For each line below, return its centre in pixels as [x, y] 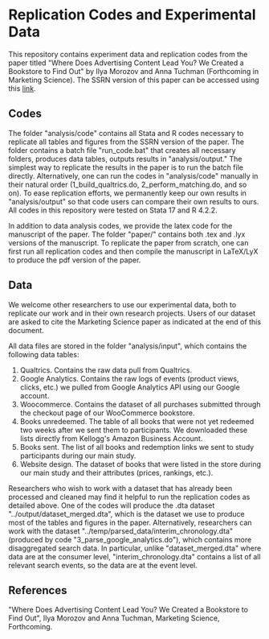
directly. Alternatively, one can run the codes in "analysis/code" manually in [133, 175]
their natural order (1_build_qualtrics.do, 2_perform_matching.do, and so [128, 184]
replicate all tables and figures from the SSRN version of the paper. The [126, 142]
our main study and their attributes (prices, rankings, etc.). [116, 472]
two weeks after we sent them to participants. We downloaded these [133, 430]
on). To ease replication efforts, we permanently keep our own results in [128, 193]
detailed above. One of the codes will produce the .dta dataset [112, 505]
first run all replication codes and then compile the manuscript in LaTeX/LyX [133, 251]
